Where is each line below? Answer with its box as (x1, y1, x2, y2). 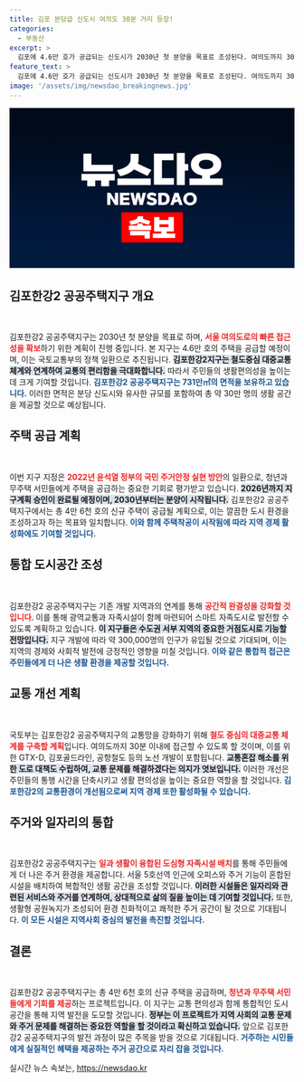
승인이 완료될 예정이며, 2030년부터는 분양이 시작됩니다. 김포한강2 (33, 494, 265, 505)
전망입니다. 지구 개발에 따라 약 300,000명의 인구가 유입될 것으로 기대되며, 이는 (9, 634, 288, 645)
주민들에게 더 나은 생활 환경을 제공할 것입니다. (9, 657, 170, 668)
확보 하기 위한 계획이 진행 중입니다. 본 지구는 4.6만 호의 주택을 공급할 (25, 343, 267, 354)
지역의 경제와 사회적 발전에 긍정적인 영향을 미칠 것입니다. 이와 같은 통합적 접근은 (9, 645, 291, 656)
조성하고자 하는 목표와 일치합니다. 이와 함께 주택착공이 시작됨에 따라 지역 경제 (9, 517, 280, 527)
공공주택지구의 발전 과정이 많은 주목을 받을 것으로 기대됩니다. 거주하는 (24, 1032, 271, 1043)
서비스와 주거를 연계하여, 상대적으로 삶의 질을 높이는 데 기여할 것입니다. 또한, (25, 892, 293, 903)
